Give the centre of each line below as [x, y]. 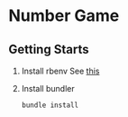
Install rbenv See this [60, 71]
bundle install [50, 105]
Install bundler [48, 88]
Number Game [64, 16]
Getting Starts [49, 49]
